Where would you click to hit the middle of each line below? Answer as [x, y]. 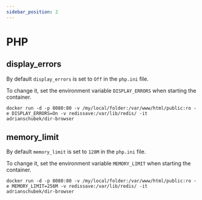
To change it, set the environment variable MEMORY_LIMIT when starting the [99, 164]
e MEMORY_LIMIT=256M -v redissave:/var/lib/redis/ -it [77, 186]
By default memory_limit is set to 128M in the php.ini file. [76, 152]
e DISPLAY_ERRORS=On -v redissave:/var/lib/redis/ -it [77, 113]
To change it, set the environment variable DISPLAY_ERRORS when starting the [101, 90]
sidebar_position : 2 [32, 12]
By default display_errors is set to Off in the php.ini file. [77, 79]
